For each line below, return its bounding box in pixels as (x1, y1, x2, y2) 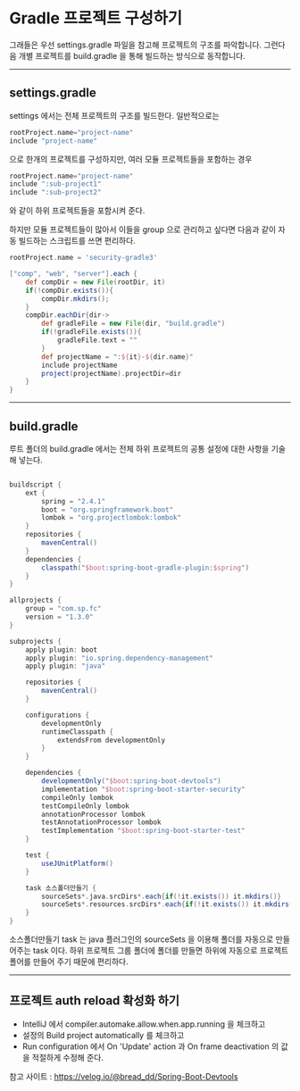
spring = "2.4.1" (41, 496, 105, 505)
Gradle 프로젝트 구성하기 (9, 8, 183, 29)
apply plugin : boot (25, 645, 98, 654)
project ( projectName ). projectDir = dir (41, 369, 181, 378)
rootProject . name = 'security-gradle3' (9, 254, 158, 262)
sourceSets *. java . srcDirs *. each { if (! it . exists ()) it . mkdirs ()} (41, 892, 281, 901)
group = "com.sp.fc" (25, 604, 102, 613)
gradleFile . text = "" (56, 336, 138, 345)
